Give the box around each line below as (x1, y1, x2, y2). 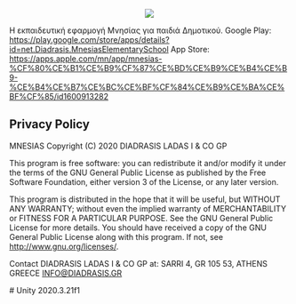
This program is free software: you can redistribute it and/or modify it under (9, 157, 286, 168)
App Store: (170, 44, 211, 54)
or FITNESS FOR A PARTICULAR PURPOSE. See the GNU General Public (9, 212, 274, 223)
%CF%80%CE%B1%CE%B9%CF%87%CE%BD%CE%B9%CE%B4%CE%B (9, 63, 288, 73)
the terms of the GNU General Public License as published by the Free (9, 167, 267, 178)
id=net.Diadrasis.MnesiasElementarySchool (9, 44, 169, 54)
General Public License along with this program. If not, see (9, 231, 224, 242)
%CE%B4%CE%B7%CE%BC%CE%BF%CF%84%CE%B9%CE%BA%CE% (9, 82, 285, 92)
